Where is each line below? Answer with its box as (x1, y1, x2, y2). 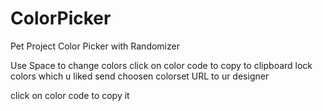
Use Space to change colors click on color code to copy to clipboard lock (10, 59, 313, 71)
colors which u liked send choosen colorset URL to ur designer (10, 70, 270, 82)
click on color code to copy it (10, 89, 130, 101)
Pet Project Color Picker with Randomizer (10, 40, 180, 52)
